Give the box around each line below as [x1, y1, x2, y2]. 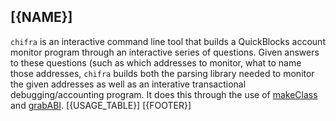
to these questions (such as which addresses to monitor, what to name [10, 56, 302, 69]
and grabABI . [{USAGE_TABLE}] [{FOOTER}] [10, 99, 192, 111]
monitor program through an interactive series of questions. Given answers [10, 46, 320, 58]
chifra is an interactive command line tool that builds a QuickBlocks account [10, 35, 326, 47]
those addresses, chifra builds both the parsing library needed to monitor [10, 67, 315, 79]
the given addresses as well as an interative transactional [10, 78, 247, 90]
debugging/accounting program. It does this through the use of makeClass [10, 88, 318, 100]
